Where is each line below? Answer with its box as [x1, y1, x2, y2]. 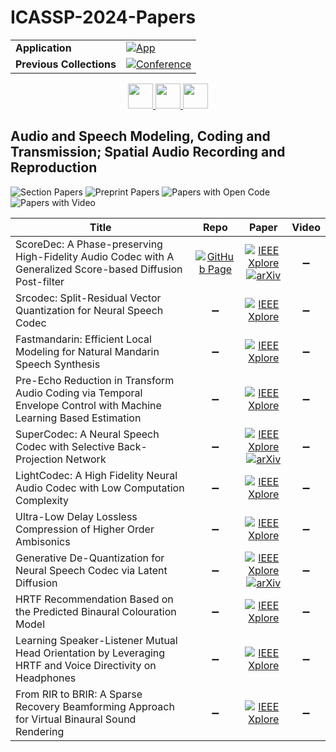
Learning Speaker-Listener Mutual [15, 633, 178, 647]
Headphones [15, 671, 77, 685]
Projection [15, 452, 64, 466]
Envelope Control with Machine [15, 398, 162, 412]
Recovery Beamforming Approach [15, 699, 175, 713]
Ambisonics [15, 534, 71, 548]
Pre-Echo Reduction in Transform [15, 373, 175, 387]
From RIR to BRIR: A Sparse [15, 687, 143, 701]
